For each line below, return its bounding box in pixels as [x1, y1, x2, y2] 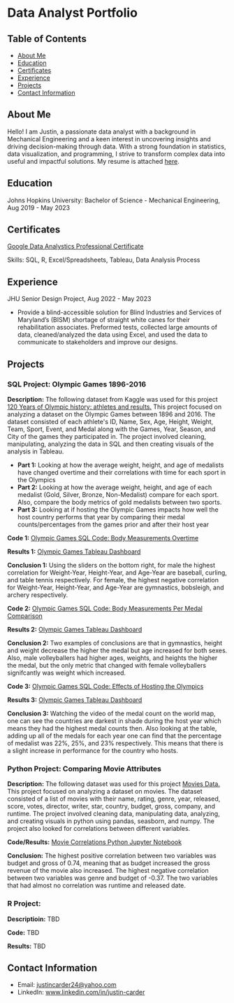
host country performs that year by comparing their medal [17, 512, 185, 521]
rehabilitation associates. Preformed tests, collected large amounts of [17, 323, 218, 332]
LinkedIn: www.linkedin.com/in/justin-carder [17, 988, 145, 997]
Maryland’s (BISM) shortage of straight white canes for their [17, 316, 191, 324]
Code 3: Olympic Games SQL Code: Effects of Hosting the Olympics [7, 682, 204, 690]
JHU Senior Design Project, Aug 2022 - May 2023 [7, 295, 152, 303]
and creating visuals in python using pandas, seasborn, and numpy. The [7, 817, 215, 825]
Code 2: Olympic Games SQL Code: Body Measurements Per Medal [7, 604, 203, 612]
